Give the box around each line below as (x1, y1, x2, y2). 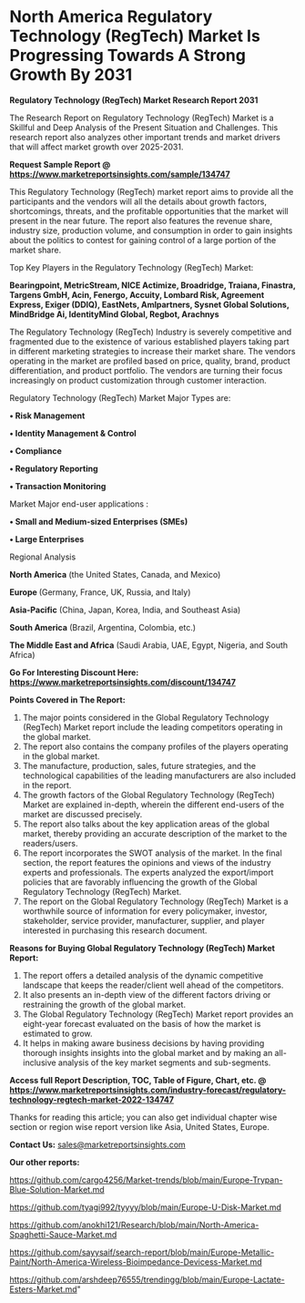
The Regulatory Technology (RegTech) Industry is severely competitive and (9, 326, 292, 337)
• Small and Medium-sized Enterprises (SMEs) (9, 516, 188, 527)
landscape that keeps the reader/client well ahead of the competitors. (22, 980, 284, 990)
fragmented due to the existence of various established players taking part (9, 335, 290, 347)
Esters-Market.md (9, 1283, 77, 1295)
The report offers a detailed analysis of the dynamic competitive (22, 970, 264, 980)
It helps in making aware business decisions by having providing (22, 1037, 265, 1049)
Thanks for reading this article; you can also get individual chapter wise (9, 1112, 278, 1123)
